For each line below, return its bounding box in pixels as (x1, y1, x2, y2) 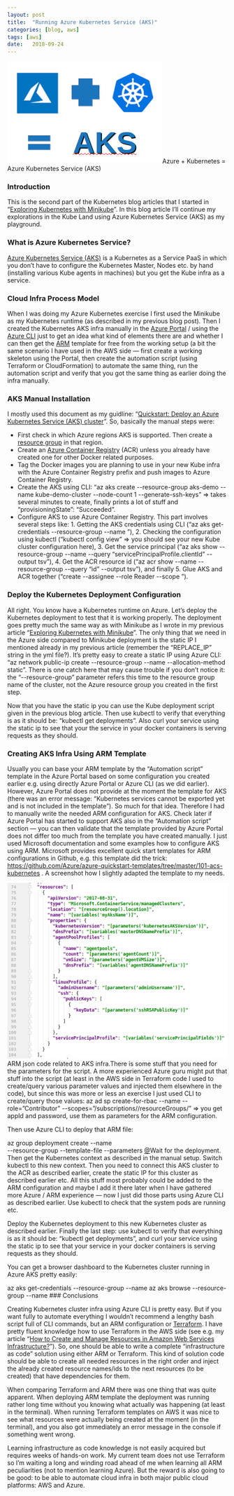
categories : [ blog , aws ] (7, 26, 80, 33)
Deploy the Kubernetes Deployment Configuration (7, 590, 182, 599)
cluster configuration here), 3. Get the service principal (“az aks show (17, 543, 218, 551)
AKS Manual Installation (7, 393, 91, 403)
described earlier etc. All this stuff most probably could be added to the (7, 1176, 213, 1184)
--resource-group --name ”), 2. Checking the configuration (51, 528, 221, 536)
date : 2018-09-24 (7, 41, 64, 48)
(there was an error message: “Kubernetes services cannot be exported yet (7, 794, 225, 803)
